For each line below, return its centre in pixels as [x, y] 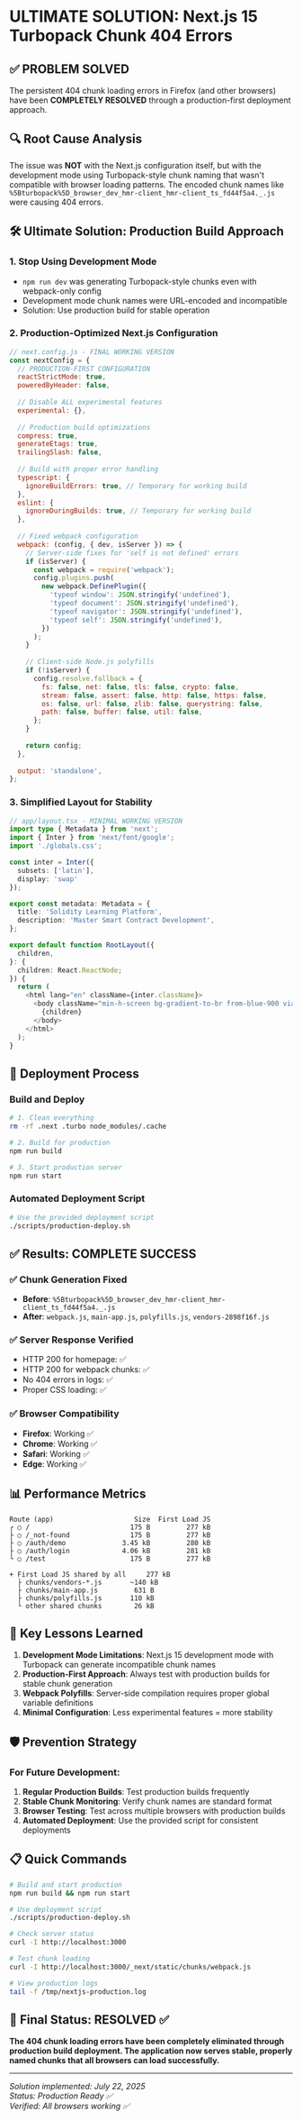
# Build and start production [66, 1885]
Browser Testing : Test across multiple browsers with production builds [154, 1811]
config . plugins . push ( [74, 578]
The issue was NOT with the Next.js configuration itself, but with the [136, 165]
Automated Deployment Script [77, 1198]
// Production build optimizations [84, 427]
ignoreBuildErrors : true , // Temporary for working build [136, 486]
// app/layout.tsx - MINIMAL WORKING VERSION [96, 821]
